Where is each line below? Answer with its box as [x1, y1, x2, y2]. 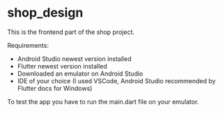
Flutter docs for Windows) [17, 84, 93, 92]
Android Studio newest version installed [17, 54, 132, 63]
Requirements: [7, 41, 49, 49]
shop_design [7, 5, 84, 21]
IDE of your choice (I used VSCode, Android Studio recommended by [17, 76, 216, 85]
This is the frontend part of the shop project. [7, 28, 134, 36]
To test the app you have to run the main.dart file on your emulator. [7, 97, 199, 105]
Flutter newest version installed [17, 62, 108, 70]
